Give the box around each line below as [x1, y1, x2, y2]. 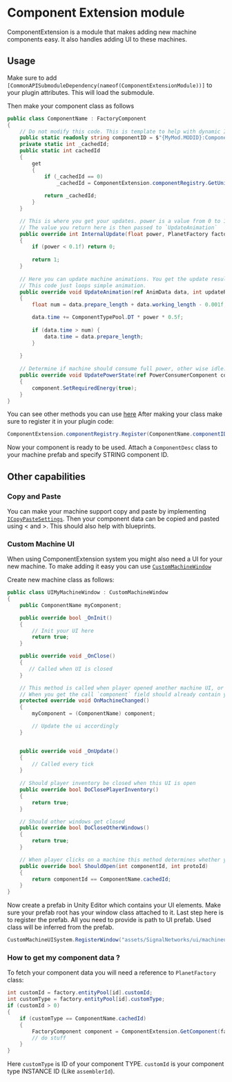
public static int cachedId [19, 147, 100, 154]
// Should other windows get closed [19, 818, 126, 825]
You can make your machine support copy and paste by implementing [7, 507, 206, 515]
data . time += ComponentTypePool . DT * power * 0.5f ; [32, 314, 184, 321]
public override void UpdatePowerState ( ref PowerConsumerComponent [19, 372, 217, 379]
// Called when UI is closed [28, 665, 113, 672]
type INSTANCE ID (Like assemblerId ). [7, 1067, 115, 1076]
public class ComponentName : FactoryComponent [7, 115, 147, 122]
